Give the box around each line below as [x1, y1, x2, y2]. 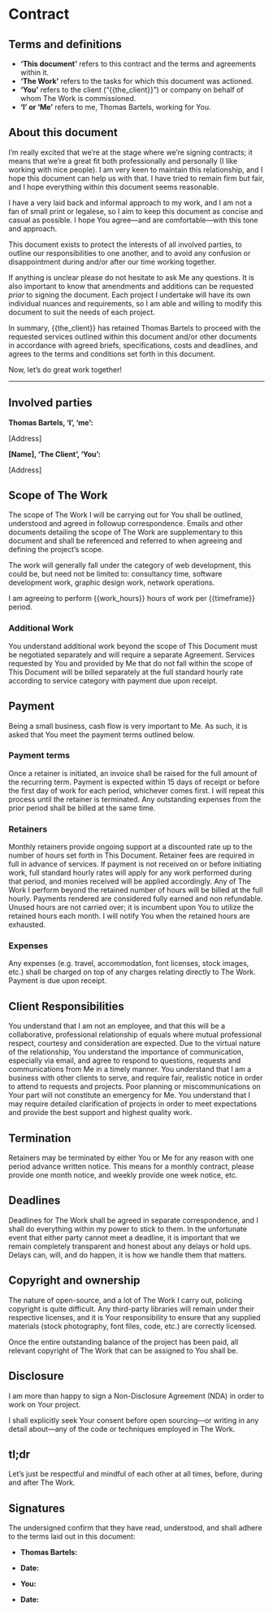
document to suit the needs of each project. [8, 307, 156, 317]
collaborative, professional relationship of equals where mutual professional [8, 1029, 262, 1039]
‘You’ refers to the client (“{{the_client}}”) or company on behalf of [19, 85, 244, 94]
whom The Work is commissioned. [19, 94, 136, 103]
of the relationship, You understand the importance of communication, [8, 1047, 244, 1057]
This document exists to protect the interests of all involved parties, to [8, 239, 242, 249]
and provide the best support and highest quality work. [8, 1108, 193, 1117]
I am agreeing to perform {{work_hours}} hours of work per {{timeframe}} [8, 594, 256, 604]
